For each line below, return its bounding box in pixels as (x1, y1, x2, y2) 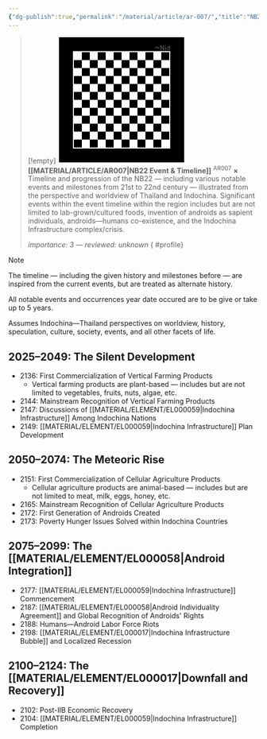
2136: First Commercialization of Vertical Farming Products (19, 371, 213, 381)
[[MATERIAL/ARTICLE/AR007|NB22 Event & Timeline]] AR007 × (27, 164, 238, 175)
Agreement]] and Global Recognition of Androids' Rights (19, 610, 204, 620)
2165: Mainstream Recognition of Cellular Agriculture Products (19, 499, 225, 509)
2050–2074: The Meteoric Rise (8, 453, 165, 466)
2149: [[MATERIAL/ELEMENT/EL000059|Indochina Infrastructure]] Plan (19, 422, 253, 431)
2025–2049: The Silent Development (8, 350, 195, 363)
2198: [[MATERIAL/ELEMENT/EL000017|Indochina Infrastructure (19, 628, 230, 637)
